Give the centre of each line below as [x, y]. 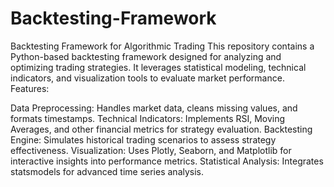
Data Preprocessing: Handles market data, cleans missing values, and [154, 108]
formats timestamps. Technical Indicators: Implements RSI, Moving [148, 118]
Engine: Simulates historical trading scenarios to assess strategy [143, 139]
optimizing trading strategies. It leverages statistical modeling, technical [158, 67]
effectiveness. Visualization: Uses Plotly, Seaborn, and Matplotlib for [151, 150]
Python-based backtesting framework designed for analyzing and [146, 56]
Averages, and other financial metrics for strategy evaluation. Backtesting [161, 129]
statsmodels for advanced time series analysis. [107, 171]
